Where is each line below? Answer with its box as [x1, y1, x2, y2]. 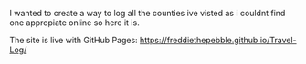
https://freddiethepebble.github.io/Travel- [140, 35, 297, 45]
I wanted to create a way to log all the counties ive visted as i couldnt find [9, 8, 286, 18]
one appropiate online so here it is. [9, 17, 140, 28]
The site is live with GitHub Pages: [9, 35, 139, 45]
